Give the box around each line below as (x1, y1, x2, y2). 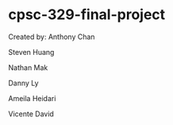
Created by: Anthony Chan (8, 32, 95, 41)
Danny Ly (8, 78, 39, 88)
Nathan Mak (8, 62, 48, 72)
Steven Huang (8, 47, 55, 57)
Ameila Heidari (8, 93, 56, 103)
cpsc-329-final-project (8, 6, 166, 24)
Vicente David (8, 109, 54, 119)
